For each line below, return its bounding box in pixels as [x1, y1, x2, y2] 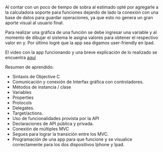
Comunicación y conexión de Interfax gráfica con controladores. [12, 79, 144, 85]
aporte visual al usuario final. [5, 20, 64, 26]
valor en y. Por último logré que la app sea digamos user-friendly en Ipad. [5, 40, 155, 46]
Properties [12, 94, 34, 100]
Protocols [12, 100, 32, 105]
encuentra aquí [5, 55, 36, 61]
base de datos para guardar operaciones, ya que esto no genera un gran [5, 15, 153, 20]
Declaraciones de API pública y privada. [12, 121, 94, 126]
